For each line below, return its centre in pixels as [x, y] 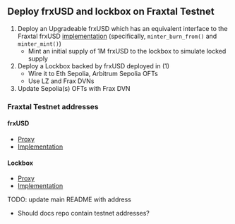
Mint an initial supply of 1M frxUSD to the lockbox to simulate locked [127, 51]
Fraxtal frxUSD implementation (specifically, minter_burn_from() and [117, 36]
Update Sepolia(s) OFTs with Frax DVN [74, 88]
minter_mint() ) [39, 43]
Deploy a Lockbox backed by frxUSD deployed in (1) [94, 66]
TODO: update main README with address [70, 199]
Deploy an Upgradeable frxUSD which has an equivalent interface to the [122, 28]
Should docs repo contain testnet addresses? [84, 213]
